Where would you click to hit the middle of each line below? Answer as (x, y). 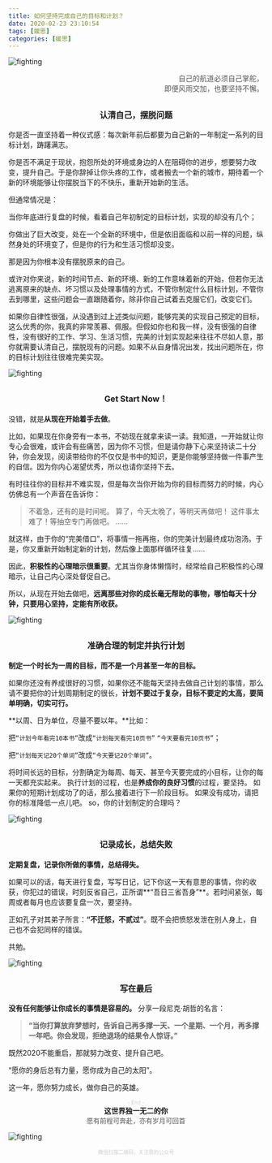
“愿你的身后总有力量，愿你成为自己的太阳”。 (83, 1070)
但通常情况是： (33, 200)
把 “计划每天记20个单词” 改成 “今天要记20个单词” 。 (82, 754)
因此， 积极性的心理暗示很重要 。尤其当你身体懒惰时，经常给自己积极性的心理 (136, 566)
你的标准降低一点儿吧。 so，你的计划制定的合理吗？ (95, 802)
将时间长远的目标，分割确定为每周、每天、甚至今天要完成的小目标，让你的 (132, 772)
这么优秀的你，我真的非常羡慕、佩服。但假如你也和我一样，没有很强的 (125, 326)
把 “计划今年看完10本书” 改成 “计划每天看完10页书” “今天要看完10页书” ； (115, 737)
